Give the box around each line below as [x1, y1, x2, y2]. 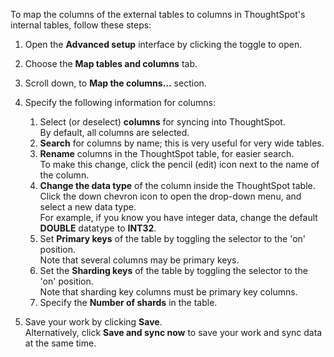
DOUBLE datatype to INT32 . [39, 222, 157, 234]
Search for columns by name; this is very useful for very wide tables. [39, 137, 325, 149]
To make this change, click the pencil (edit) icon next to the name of [39, 159, 320, 170]
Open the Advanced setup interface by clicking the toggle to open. [24, 39, 303, 50]
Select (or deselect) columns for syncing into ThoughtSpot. [39, 116, 286, 128]
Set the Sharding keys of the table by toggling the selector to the [39, 265, 308, 276]
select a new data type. [39, 201, 137, 213]
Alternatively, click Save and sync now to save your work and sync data [24, 327, 323, 338]
